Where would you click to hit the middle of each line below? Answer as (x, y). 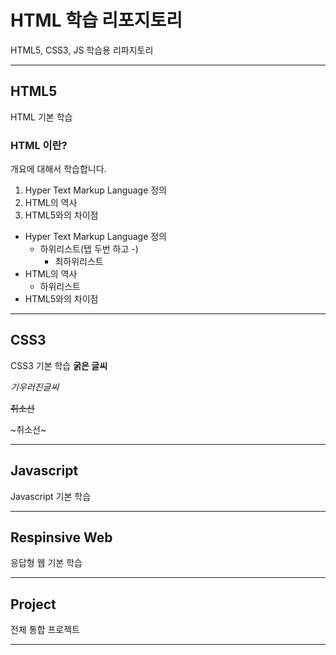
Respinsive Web (61, 537)
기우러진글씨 (35, 387)
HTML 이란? (39, 145)
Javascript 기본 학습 (51, 496)
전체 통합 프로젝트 (45, 630)
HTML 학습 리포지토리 (96, 20)
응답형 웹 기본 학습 (46, 563)
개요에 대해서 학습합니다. (58, 169)
